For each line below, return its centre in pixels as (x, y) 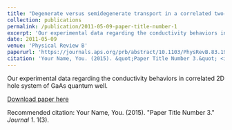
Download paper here (38, 99)
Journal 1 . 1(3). (28, 120)
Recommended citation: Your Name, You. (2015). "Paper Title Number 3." (111, 112)
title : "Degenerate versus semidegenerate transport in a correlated (109, 13)
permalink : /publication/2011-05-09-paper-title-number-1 (92, 26)
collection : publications (44, 20)
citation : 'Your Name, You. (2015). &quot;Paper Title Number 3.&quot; (112, 59)
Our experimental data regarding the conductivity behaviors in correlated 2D (116, 78)
